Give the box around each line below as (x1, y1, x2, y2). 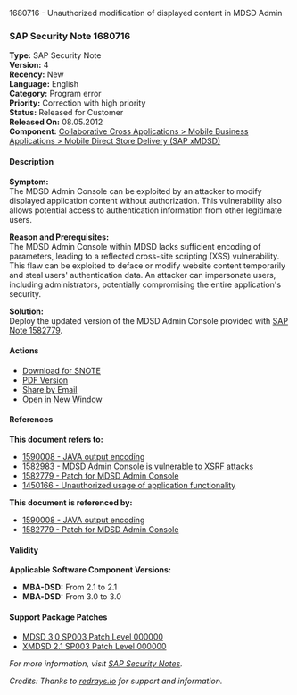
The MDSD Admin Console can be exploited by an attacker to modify (9, 185, 262, 196)
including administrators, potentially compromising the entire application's (9, 279, 282, 290)
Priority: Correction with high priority (9, 97, 146, 108)
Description (9, 156, 54, 166)
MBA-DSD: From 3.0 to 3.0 (21, 591, 122, 602)
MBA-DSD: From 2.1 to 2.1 (21, 581, 118, 593)
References (9, 414, 54, 425)
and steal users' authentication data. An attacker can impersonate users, (9, 269, 276, 280)
